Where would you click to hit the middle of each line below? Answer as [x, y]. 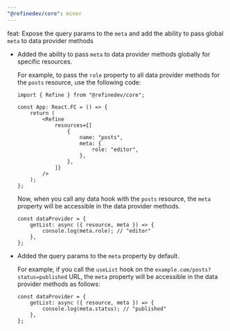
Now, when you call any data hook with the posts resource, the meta [114, 199]
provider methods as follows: [59, 284]
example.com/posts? [183, 270]
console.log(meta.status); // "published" [105, 309]
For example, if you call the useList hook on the [85, 269]
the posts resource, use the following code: [79, 82]
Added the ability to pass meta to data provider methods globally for [114, 54]
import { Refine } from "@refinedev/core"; [81, 95]
